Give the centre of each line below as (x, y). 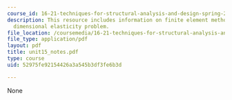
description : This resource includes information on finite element (108, 20)
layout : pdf (24, 46)
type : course (26, 59)
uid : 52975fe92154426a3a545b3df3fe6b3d (65, 65)
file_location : (29, 33)
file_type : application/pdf (48, 39)
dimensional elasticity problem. (61, 26)
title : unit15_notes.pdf (43, 52)
